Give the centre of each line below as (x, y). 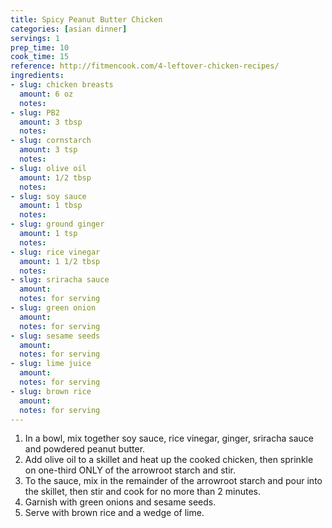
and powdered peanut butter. (85, 449)
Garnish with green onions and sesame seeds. (120, 502)
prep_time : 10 (40, 47)
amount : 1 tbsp (51, 206)
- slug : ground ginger (57, 224)
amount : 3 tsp (48, 150)
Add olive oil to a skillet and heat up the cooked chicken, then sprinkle (169, 460)
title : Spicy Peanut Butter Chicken (86, 19)
